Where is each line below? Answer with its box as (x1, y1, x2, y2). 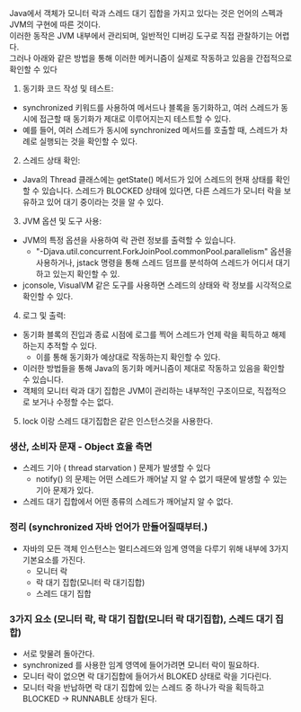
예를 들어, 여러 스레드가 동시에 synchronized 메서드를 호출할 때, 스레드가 (22, 125, 279, 135)
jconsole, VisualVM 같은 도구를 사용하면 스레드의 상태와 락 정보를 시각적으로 (22, 280, 292, 290)
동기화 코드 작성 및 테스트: (22, 84, 114, 93)
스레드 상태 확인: (22, 156, 81, 165)
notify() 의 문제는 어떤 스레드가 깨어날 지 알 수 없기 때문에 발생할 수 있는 (35, 474, 288, 485)
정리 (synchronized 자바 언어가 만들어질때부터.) (9, 521, 208, 533)
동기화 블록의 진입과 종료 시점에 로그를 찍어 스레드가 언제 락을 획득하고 (22, 329, 270, 340)
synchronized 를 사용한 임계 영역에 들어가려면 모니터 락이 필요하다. (22, 659, 260, 670)
